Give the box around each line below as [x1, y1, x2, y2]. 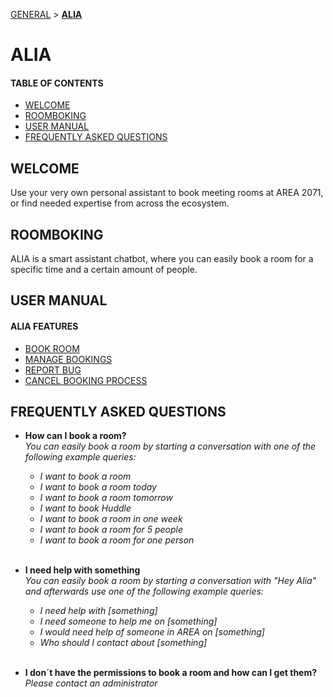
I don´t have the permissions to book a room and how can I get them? [24, 667, 318, 679]
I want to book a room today [39, 481, 157, 493]
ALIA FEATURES [10, 320, 79, 332]
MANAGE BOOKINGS [24, 353, 113, 365]
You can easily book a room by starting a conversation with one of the [24, 440, 317, 453]
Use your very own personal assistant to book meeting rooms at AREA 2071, [10, 187, 324, 199]
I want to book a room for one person [39, 534, 195, 546]
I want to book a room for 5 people [39, 524, 184, 536]
